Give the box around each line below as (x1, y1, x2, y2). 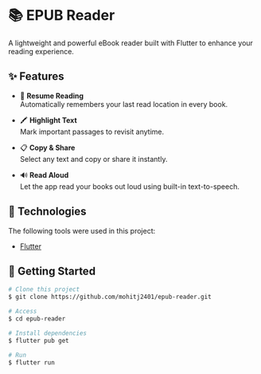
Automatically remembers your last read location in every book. (19, 99, 228, 108)
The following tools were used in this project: (8, 226, 156, 235)
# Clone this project (8, 285, 80, 293)
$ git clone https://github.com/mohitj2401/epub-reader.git (8, 293, 212, 301)
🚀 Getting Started (8, 264, 96, 278)
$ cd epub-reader (8, 315, 66, 323)
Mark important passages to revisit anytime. (19, 127, 165, 136)
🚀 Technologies (8, 205, 87, 218)
